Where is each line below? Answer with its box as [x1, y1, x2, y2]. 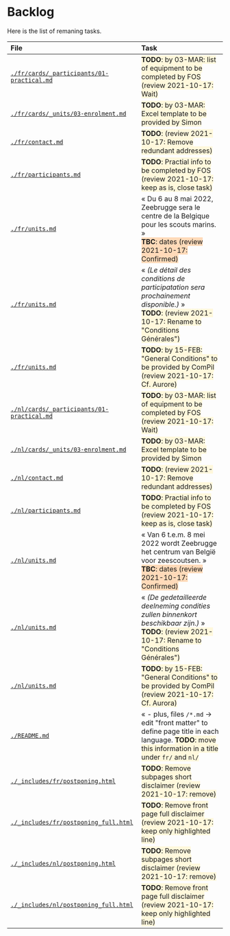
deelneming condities [141, 601, 211, 610]
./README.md [10, 731, 50, 739]
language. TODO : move [141, 735, 217, 744]
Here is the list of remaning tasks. [7, 27, 102, 35]
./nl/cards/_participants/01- [10, 405, 110, 413]
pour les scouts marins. [141, 219, 217, 229]
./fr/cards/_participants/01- [10, 69, 110, 77]
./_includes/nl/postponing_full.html [10, 901, 133, 909]
